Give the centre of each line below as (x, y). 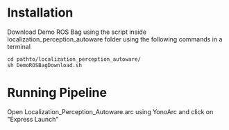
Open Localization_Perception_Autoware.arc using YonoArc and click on (110, 111)
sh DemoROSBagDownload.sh (44, 65)
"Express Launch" (33, 119)
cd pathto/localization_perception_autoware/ (74, 59)
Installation (40, 13)
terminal (19, 46)
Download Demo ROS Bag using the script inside (77, 32)
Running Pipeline (57, 93)
